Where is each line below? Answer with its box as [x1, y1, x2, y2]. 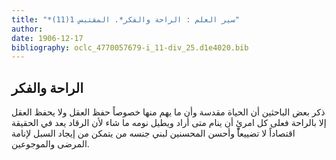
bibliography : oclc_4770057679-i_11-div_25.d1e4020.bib [11, 42, 249, 53]
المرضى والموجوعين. [11, 138, 90, 150]
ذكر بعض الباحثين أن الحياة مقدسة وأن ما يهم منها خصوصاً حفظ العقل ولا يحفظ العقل [11, 106, 326, 118]
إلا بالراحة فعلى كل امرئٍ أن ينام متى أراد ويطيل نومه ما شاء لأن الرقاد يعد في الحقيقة [11, 117, 327, 129]
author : [11, 24, 44, 34]
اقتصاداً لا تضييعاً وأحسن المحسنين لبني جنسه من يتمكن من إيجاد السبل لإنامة [11, 127, 296, 140]
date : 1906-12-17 [11, 33, 84, 43]
